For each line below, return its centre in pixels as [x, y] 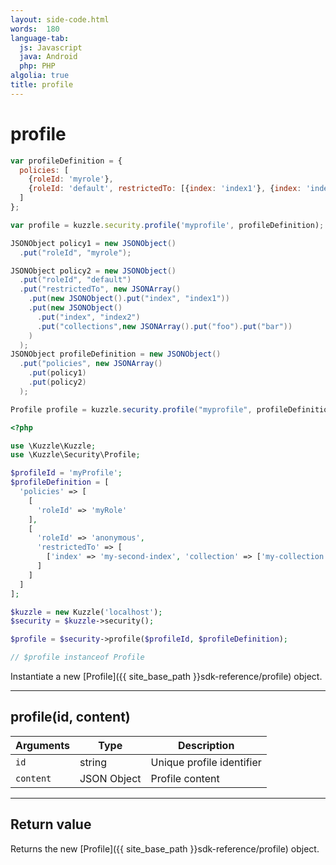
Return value [51, 824]
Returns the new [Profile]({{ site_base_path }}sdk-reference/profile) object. [165, 848]
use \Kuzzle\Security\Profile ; [75, 455]
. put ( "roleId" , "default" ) [75, 280]
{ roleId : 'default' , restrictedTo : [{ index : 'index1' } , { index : [165, 189]
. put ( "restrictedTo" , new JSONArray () [100, 289]
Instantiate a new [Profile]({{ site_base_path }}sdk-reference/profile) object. [166, 677]
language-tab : [40, 38]
